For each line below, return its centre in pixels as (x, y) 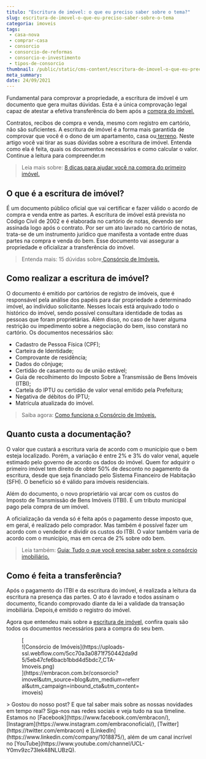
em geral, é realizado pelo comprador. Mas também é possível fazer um (97, 525)
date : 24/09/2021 (29, 80)
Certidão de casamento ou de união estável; (71, 370)
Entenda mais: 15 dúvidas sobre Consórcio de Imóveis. (90, 259)
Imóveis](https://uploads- (93, 647)
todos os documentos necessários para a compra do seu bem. (86, 629)
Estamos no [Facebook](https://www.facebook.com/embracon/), (88, 718)
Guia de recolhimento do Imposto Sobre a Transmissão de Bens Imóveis (106, 377)
